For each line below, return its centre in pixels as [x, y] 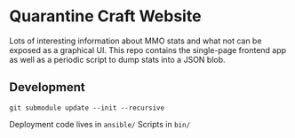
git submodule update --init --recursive [87, 108]
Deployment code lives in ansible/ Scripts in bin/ [100, 124]
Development [48, 87]
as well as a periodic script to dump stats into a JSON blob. [117, 59]
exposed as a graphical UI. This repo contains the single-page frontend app [148, 50]
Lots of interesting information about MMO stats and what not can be [136, 41]
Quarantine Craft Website [105, 16]
